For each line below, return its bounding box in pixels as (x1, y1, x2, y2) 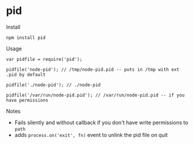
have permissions (6, 97, 49, 103)
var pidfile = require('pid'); (6, 56, 83, 62)
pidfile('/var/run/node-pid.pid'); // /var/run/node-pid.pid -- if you (6, 92, 185, 98)
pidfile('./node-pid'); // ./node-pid (6, 82, 101, 88)
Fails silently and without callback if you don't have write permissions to (14, 119, 189, 126)
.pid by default (6, 71, 46, 77)
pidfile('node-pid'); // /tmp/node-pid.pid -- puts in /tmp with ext (6, 66, 180, 73)
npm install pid (6, 35, 46, 40)
